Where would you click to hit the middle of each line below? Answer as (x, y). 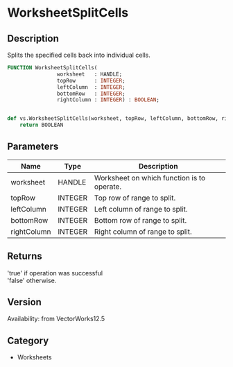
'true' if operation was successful (55, 273)
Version (24, 302)
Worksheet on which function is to (150, 178)
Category (28, 340)
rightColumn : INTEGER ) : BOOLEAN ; (108, 100)
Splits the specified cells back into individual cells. (79, 55)
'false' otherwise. (32, 280)
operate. (108, 187)
